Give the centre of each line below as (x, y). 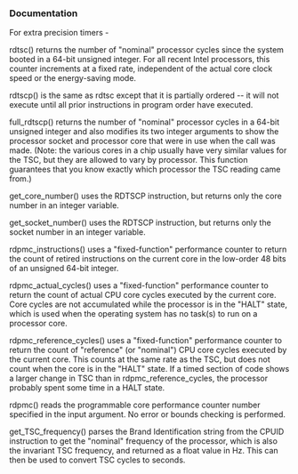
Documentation (44, 13)
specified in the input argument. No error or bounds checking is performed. (148, 414)
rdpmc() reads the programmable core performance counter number (135, 405)
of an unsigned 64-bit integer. (64, 269)
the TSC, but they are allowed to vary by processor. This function (129, 160)
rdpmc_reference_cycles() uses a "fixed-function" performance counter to (146, 341)
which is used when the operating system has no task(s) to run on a (133, 314)
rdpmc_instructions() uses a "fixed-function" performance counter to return (148, 249)
